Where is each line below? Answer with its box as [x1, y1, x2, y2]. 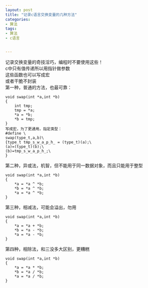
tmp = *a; [14, 107, 35, 113]
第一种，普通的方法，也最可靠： [5, 84, 72, 90]
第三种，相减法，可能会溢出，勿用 [5, 204, 77, 210]
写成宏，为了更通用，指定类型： [5, 126, 62, 132]
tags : [5, 26, 17, 31]
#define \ [5, 131, 26, 136]
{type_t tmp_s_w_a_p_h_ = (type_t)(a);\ [5, 140, 92, 145]
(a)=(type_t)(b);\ [5, 144, 44, 149]
